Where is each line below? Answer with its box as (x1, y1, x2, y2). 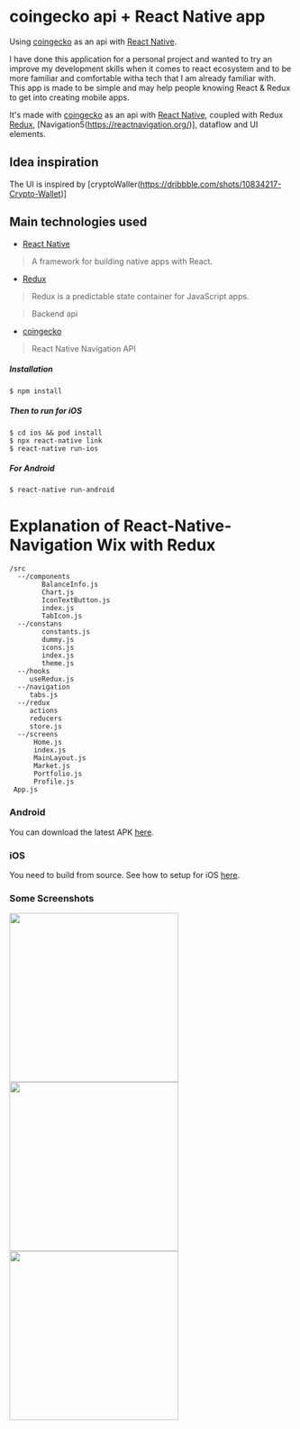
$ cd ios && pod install (9, 428, 103, 437)
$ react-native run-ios (9, 444, 99, 453)
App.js (13, 785, 39, 794)
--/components (17, 573, 70, 582)
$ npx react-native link (9, 435, 103, 445)
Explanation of (9, 516, 120, 536)
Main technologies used (9, 215, 148, 230)
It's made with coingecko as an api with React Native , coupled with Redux (9, 109, 284, 120)
